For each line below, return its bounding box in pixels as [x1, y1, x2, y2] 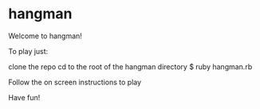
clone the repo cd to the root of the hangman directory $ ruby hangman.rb [8, 61, 253, 72]
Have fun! [8, 92, 41, 102]
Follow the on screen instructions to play [8, 77, 142, 87]
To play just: [8, 46, 49, 56]
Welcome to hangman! [8, 31, 82, 41]
